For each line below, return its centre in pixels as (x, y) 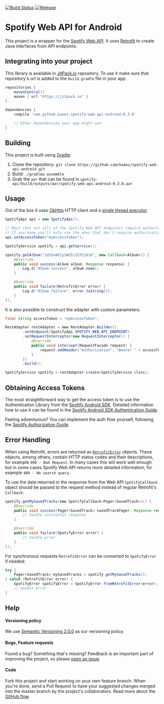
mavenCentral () (29, 92)
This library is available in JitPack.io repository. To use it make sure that (77, 73)
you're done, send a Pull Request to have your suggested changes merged (80, 686)
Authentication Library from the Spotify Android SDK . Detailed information (79, 405)
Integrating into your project (49, 61)
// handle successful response (54, 515)
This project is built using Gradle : (38, 155)
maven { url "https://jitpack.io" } (51, 96)
